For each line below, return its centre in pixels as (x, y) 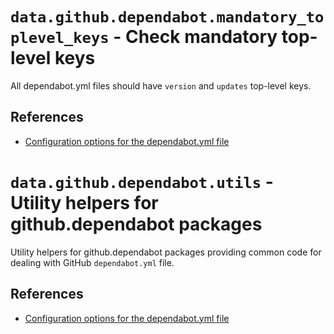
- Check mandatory (195, 37)
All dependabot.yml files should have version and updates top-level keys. (161, 85)
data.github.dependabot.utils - (142, 181)
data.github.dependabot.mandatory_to (167, 17)
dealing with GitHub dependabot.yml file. (92, 262)
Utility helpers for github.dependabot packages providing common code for (166, 252)
